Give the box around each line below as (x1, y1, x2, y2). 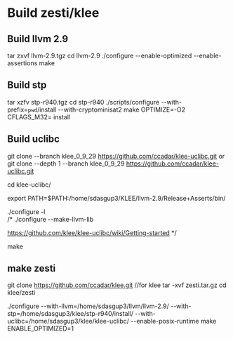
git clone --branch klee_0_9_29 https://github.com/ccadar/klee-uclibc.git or (7, 152, 225, 160)
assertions (7, 59, 38, 67)
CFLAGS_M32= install (7, 112, 71, 121)
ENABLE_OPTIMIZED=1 (7, 324, 74, 333)
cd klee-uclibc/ (7, 180, 51, 189)
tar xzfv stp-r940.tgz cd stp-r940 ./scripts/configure (7, 98, 160, 106)
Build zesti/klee (7, 5, 100, 21)
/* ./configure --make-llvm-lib (7, 215, 94, 223)
